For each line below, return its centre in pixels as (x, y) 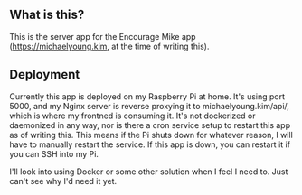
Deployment (45, 74)
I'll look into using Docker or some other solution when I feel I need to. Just (149, 172)
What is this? (47, 15)
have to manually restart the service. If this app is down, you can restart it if (150, 144)
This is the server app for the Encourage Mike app (103, 36)
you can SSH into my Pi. (54, 153)
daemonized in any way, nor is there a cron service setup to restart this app (150, 125)
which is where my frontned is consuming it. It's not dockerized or (132, 116)
